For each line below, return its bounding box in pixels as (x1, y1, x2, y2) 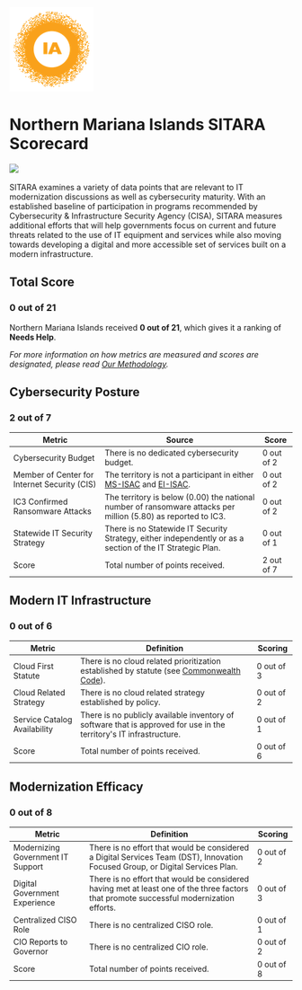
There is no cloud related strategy (80, 687, 205, 698)
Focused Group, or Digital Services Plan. (89, 861, 238, 871)
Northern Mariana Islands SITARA (9, 115, 266, 135)
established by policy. (80, 697, 161, 708)
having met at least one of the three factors (89, 883, 249, 894)
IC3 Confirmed (13, 497, 68, 508)
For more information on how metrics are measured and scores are (9, 349, 259, 359)
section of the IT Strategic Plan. (104, 542, 221, 552)
